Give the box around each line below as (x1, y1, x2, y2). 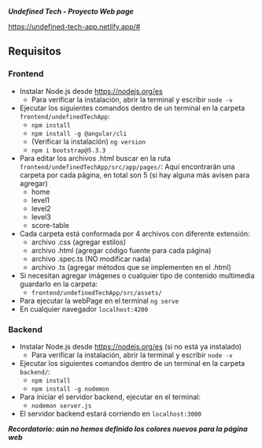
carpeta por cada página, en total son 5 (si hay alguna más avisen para (19, 170, 250, 180)
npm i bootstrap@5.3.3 (31, 146, 106, 155)
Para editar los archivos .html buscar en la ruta (19, 153, 172, 162)
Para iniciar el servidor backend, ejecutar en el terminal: (19, 392, 201, 401)
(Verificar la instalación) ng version (31, 136, 146, 146)
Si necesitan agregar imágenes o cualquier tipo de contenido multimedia (19, 271, 255, 280)
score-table (31, 220, 69, 230)
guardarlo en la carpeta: (19, 279, 98, 289)
